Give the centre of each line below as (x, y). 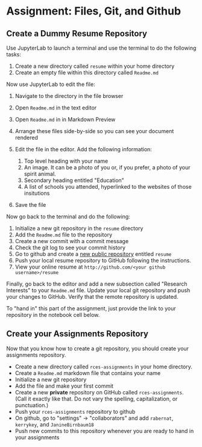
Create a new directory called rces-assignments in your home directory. (104, 367)
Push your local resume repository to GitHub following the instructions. (103, 260)
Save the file (30, 205)
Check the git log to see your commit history (70, 247)
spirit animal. (40, 174)
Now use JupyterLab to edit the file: (51, 84)
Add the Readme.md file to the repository (64, 235)
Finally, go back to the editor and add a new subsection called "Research (97, 284)
